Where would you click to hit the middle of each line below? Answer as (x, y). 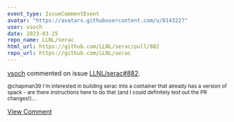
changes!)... (22, 98)
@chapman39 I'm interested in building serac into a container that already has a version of (117, 86)
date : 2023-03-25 (33, 33)
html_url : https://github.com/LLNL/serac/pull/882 (83, 47)
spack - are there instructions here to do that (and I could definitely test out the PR (107, 92)
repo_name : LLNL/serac (41, 40)
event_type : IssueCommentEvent (53, 14)
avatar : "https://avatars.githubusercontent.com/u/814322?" (98, 20)
